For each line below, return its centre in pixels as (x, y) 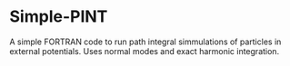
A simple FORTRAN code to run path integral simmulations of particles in (145, 42)
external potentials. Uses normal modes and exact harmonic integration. (145, 51)
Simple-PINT (59, 17)
